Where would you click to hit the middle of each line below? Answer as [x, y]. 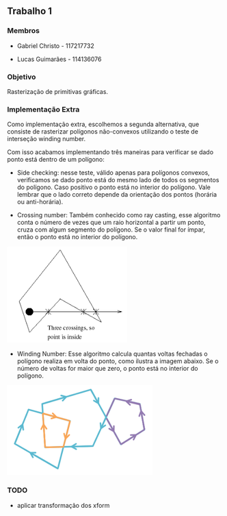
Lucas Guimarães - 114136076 [59, 59]
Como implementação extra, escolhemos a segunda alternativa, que [103, 124]
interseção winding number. [46, 139]
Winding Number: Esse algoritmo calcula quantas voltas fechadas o [112, 354]
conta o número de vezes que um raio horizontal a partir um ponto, [111, 223]
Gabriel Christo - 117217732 [55, 46]
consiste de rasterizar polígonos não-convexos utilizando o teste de [103, 132]
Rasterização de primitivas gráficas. [57, 91]
